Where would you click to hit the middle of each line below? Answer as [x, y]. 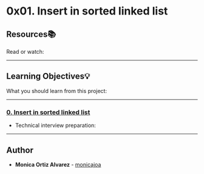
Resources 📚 [31, 34]
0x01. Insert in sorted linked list [87, 11]
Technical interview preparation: [55, 126]
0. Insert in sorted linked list [48, 112]
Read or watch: [25, 52]
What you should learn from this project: [57, 91]
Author [20, 150]
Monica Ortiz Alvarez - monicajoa [58, 164]
